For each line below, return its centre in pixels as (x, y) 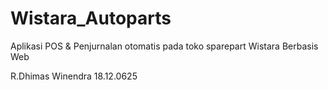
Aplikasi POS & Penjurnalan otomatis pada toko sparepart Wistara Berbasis (164, 46)
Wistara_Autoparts (91, 18)
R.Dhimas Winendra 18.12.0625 (74, 76)
